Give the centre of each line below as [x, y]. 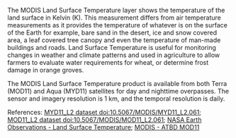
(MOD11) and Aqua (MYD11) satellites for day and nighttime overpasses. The [118, 91]
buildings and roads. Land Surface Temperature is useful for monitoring [112, 48]
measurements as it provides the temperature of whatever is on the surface [118, 25]
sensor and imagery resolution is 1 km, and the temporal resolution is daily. [116, 99]
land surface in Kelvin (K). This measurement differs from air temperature [114, 18]
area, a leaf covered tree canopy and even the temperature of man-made [114, 40]
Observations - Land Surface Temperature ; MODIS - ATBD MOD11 [103, 127]
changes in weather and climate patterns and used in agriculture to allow [114, 55]
